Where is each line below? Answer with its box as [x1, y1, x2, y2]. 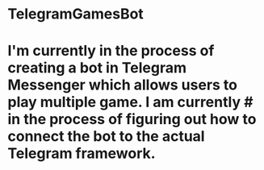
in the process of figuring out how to [7, 110, 257, 129]
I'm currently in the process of [7, 42, 215, 60]
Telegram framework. [7, 144, 156, 163]
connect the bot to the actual [7, 127, 205, 146]
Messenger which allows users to [7, 76, 237, 94]
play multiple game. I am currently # [7, 93, 254, 111]
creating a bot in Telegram [7, 59, 187, 77]
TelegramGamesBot [7, 5, 145, 23]
